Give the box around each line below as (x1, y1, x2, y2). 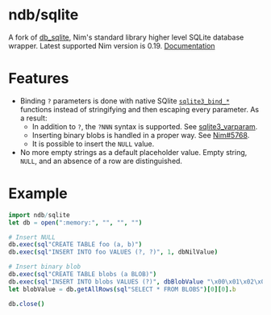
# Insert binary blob (8, 262, 81, 271)
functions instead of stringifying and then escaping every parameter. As (19, 104, 260, 114)
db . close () (8, 300, 45, 308)
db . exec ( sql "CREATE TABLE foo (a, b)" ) (8, 241, 143, 249)
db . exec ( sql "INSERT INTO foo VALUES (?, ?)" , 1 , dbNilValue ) (8, 248, 219, 256)
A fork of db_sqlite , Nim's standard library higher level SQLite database (8, 32, 244, 42)
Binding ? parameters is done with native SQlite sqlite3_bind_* (19, 95, 230, 106)
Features (8, 69, 69, 88)
